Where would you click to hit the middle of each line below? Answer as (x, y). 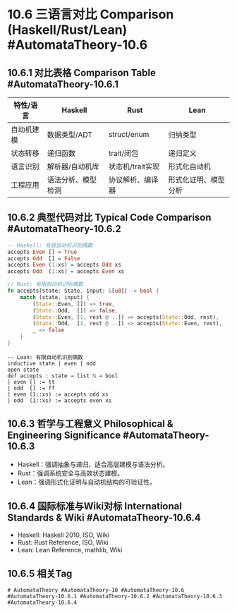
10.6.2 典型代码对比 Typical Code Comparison (109, 218)
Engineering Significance (64, 436)
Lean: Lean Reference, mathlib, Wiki (70, 550)
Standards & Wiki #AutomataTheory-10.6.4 (104, 518)
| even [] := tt (31, 382)
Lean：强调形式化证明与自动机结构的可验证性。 (87, 482)
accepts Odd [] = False (44, 258)
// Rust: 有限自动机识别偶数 (45, 284)
